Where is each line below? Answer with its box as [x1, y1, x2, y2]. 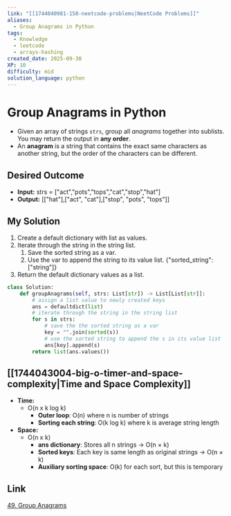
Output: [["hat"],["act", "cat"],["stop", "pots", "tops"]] [17, 195, 170, 204]
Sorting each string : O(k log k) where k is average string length [37, 418, 219, 427]
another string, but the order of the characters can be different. [17, 150, 198, 158]
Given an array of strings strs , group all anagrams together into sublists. [17, 127, 225, 136]
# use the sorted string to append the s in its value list [44, 335, 221, 342]
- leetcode [13, 42, 45, 49]
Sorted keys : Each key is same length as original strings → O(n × [37, 448, 223, 456]
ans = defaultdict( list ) [32, 303, 104, 310]
